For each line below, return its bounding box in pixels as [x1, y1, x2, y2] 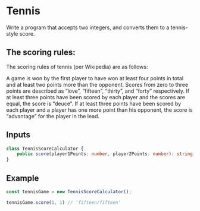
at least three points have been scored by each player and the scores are [6, 93, 186, 100]
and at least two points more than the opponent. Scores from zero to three [6, 81, 189, 88]
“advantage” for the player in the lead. [6, 112, 100, 119]
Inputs [6, 130, 31, 140]
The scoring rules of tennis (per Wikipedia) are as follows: [6, 63, 148, 70]
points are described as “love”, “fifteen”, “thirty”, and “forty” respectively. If [6, 87, 189, 95]
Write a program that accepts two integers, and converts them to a [6, 24, 170, 31]
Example [6, 173, 39, 183]
